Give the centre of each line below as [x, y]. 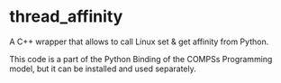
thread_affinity [66, 17]
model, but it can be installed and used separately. [103, 69]
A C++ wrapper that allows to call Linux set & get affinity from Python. [139, 41]
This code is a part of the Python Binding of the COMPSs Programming [141, 59]
